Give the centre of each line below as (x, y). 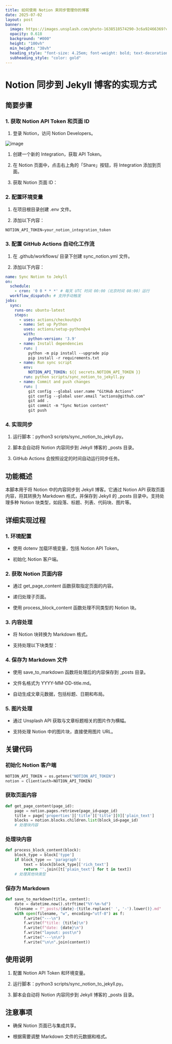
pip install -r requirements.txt (64, 358)
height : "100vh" (27, 44)
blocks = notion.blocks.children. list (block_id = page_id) (77, 820)
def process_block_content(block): (43, 850)
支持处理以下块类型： (35, 646)
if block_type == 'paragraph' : (48, 860)
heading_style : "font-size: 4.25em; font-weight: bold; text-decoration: (90, 53)
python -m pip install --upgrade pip (68, 353)
